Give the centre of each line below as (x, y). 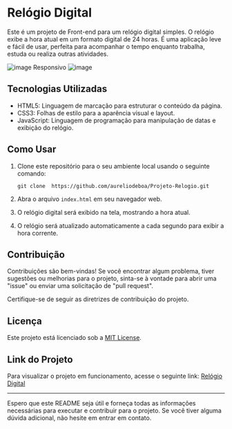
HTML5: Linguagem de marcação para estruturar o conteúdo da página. (119, 106)
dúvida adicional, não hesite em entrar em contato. (79, 418)
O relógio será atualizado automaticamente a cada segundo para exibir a (120, 225)
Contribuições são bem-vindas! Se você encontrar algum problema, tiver (111, 271)
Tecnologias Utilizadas (57, 89)
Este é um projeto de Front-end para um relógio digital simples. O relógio (110, 32)
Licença (25, 321)
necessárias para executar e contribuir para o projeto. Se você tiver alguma (115, 410)
